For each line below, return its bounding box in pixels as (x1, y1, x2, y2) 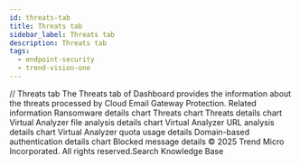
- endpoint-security (17, 55, 95, 64)
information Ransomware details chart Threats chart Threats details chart (9, 107, 283, 118)
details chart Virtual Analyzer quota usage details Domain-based (9, 126, 250, 137)
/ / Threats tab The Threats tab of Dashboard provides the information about (9, 87, 292, 99)
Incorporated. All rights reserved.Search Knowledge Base (9, 145, 224, 156)
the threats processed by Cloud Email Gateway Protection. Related (9, 97, 258, 108)
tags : (9, 47, 30, 56)
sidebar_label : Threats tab (9, 30, 116, 39)
